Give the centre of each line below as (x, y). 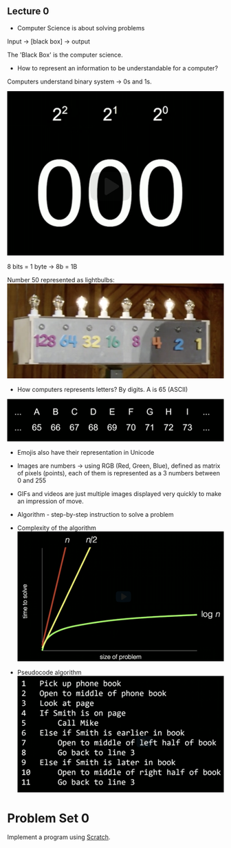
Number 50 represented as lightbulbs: (61, 280)
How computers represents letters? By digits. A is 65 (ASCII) (102, 389)
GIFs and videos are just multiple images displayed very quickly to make (119, 494)
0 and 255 (32, 481)
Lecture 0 (28, 11)
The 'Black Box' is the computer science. (65, 55)
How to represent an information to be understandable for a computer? (118, 68)
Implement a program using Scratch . (59, 837)
